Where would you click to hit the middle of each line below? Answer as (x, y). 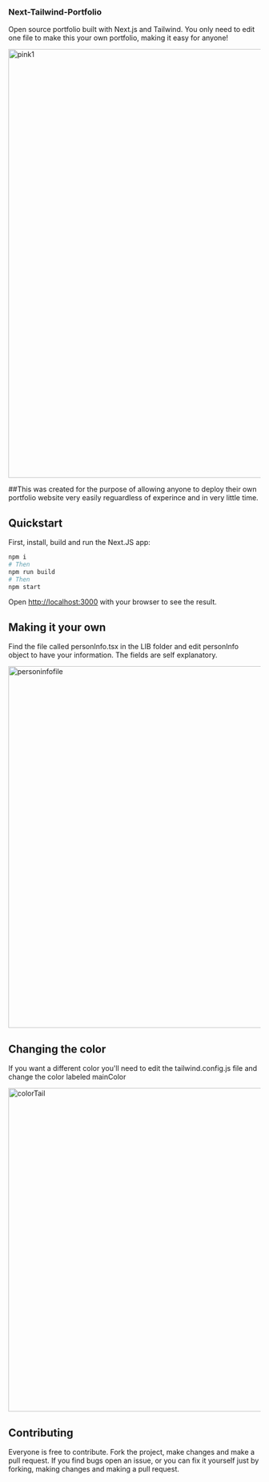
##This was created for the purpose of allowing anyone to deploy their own (132, 489)
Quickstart (36, 523)
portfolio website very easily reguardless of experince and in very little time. (133, 498)
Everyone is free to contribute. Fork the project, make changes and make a (131, 1452)
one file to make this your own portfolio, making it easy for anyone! (118, 38)
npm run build (32, 571)
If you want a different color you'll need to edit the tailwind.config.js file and (133, 1068)
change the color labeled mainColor (67, 1077)
